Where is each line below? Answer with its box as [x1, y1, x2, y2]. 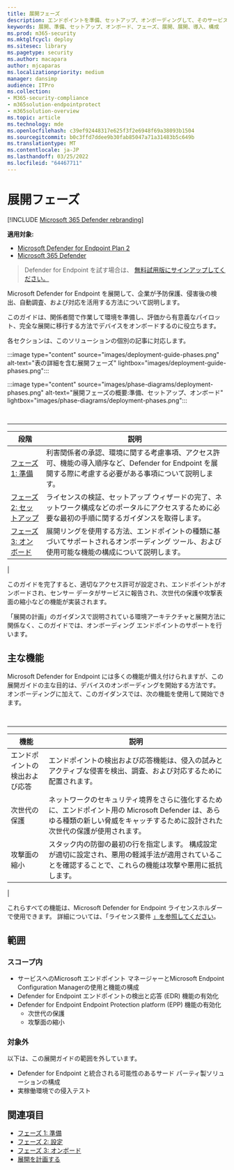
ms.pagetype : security [7, 50, 73, 57]
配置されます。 [48, 776, 97, 786]
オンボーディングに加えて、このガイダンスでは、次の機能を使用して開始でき [7, 689, 226, 698]
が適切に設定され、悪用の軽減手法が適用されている [48, 849, 216, 859]
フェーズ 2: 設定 [17, 1138, 63, 1146]
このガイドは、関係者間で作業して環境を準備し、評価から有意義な [7, 312, 196, 321]
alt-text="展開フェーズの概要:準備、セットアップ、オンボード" [45, 388, 224, 397]
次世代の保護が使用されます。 [48, 826, 146, 835]
